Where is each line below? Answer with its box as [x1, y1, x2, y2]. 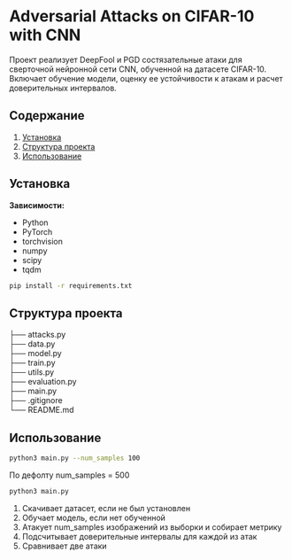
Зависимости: [9, 199, 65, 210]
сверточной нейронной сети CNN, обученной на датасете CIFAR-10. [9, 64, 267, 74]
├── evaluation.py [9, 377, 77, 387]
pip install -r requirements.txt [9, 281, 133, 290]
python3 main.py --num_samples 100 [9, 454, 141, 463]
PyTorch [21, 226, 53, 237]
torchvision [21, 236, 64, 246]
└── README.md [9, 405, 74, 416]
